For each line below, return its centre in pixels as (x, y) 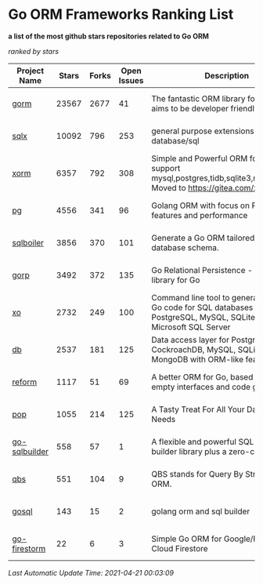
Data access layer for (190, 340)
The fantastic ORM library (198, 98)
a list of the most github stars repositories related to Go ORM (109, 36)
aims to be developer (190, 108)
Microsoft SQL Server (191, 327)
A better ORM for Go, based (202, 376)
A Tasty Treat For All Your (198, 409)
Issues (131, 80)
